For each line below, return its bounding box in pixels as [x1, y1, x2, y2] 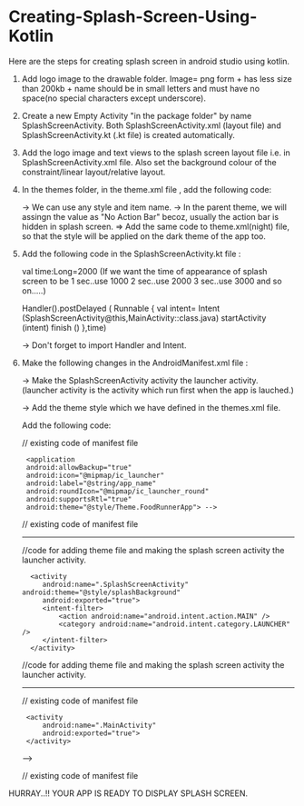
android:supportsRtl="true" [25, 494, 132, 503]
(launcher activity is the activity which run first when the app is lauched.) [21, 384, 294, 395]
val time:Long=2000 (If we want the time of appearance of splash [21, 265, 268, 276]
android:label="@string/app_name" [25, 479, 157, 488]
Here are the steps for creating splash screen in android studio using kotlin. [8, 55, 290, 66]
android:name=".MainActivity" [42, 721, 157, 730]
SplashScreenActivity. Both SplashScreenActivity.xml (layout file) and [21, 120, 282, 131]
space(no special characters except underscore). [21, 93, 206, 104]
